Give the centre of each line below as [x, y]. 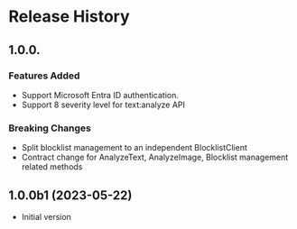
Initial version [46, 216]
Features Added [44, 76]
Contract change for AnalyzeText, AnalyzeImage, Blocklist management [155, 157]
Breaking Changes [50, 128]
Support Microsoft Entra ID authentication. [100, 95]
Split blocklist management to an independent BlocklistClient [134, 148]
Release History [69, 17]
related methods [52, 167]
